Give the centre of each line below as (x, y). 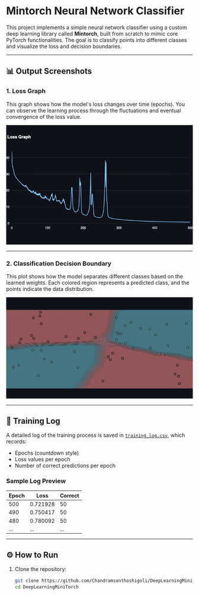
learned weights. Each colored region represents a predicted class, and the (98, 283)
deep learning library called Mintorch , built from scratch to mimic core (92, 33)
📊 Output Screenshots (49, 72)
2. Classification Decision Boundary (59, 264)
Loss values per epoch (42, 459)
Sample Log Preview (36, 481)
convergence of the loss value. (44, 116)
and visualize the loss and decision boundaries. (64, 46)
